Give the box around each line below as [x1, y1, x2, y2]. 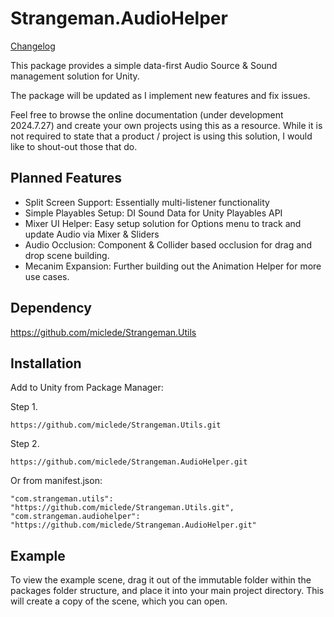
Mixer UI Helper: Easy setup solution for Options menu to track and [24, 217, 302, 229]
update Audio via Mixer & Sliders [24, 228, 160, 240]
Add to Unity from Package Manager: [10, 382, 164, 394]
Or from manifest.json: [10, 475, 103, 487]
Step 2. [10, 438, 40, 450]
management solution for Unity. [10, 70, 140, 82]
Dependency [10, 300, 92, 317]
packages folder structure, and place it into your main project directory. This [10, 585, 325, 597]
